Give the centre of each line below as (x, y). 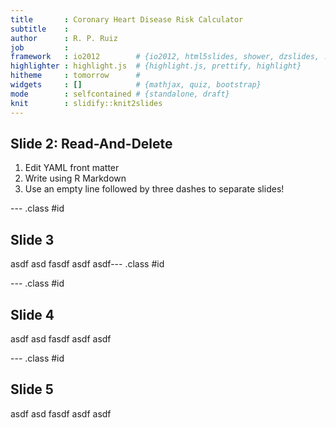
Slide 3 (32, 239)
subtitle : (40, 29)
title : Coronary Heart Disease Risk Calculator (127, 19)
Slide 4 (32, 314)
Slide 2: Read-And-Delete (91, 143)
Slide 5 (32, 389)
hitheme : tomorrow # (75, 76)
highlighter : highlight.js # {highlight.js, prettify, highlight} (156, 66)
